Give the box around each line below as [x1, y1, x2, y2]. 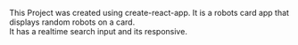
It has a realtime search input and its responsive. [9, 26, 187, 36]
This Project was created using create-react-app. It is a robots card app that [9, 8, 290, 18]
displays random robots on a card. [9, 17, 136, 27]
